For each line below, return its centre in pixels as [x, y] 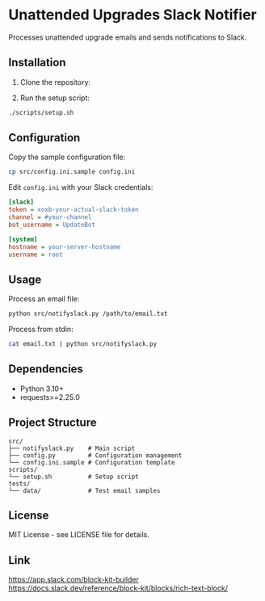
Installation [37, 63]
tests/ [19, 483]
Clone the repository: [55, 82]
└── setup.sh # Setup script [74, 477]
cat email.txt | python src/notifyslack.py [83, 344]
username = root [36, 254]
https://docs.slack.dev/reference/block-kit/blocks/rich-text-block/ [118, 588]
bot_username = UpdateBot [52, 225]
